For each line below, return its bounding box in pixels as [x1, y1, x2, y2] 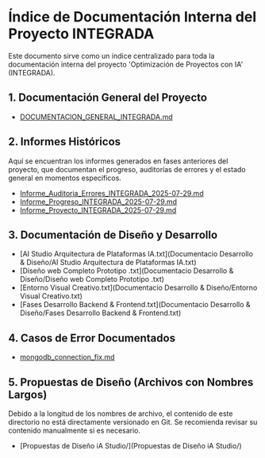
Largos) [8, 387, 48, 401]
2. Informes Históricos [8, 135, 121, 148]
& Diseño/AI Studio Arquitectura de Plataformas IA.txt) [19, 258, 197, 267]
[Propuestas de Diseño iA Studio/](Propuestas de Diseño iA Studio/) [19, 441, 242, 450]
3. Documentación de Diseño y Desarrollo [8, 228, 218, 241]
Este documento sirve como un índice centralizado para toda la [8, 51, 215, 60]
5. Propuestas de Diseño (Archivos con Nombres [8, 375, 254, 389]
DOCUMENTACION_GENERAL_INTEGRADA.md [19, 112, 173, 121]
